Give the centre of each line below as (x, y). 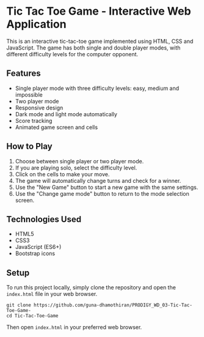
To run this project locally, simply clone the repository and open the (91, 287)
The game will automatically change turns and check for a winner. (98, 180)
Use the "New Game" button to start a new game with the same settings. (107, 187)
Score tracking (34, 120)
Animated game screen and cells (56, 127)
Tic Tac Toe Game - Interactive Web (99, 11)
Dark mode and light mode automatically (66, 114)
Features (24, 74)
